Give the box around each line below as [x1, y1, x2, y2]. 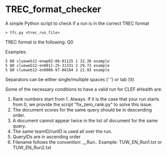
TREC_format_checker [5, 4, 101, 15]
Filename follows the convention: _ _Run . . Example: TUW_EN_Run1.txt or [12, 139, 162, 145]
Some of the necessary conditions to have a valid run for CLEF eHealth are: [5, 86, 162, 92]
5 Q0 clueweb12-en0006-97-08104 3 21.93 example [5, 67, 110, 72]
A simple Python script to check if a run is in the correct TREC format [5, 20, 149, 26]
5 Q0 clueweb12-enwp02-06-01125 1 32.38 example [5, 58, 110, 64]
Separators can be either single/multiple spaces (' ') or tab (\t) [5, 76, 135, 82]
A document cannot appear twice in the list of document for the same [12, 118, 158, 124]
